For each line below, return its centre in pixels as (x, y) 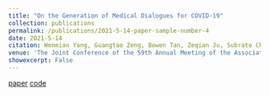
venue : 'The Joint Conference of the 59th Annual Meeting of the (119, 53)
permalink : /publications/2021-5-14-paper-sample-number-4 (109, 30)
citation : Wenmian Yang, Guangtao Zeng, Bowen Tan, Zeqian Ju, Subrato (130, 46)
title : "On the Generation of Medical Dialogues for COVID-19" (116, 16)
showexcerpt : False (41, 61)
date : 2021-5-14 (35, 38)
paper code (27, 83)
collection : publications (51, 23)
